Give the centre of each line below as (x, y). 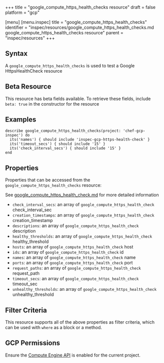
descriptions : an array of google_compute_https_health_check (76, 226)
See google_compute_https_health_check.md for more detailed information (82, 195)
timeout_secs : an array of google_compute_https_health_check (76, 279)
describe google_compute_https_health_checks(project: (63, 131)
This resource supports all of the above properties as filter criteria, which (80, 322)
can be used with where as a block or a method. (54, 328)
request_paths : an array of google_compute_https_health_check (77, 268)
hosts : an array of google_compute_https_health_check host (73, 247)
